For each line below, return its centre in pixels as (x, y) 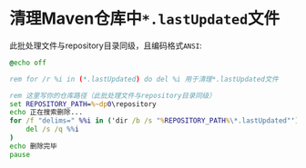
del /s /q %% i (52, 129)
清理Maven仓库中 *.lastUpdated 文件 (145, 19)
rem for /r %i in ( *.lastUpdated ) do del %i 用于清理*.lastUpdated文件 (144, 79)
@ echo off (28, 63)
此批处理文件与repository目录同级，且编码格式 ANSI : (106, 45)
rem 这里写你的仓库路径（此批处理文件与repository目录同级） (112, 95)
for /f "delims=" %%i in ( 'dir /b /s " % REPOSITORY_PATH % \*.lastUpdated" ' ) (154, 121)
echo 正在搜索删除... (46, 113)
